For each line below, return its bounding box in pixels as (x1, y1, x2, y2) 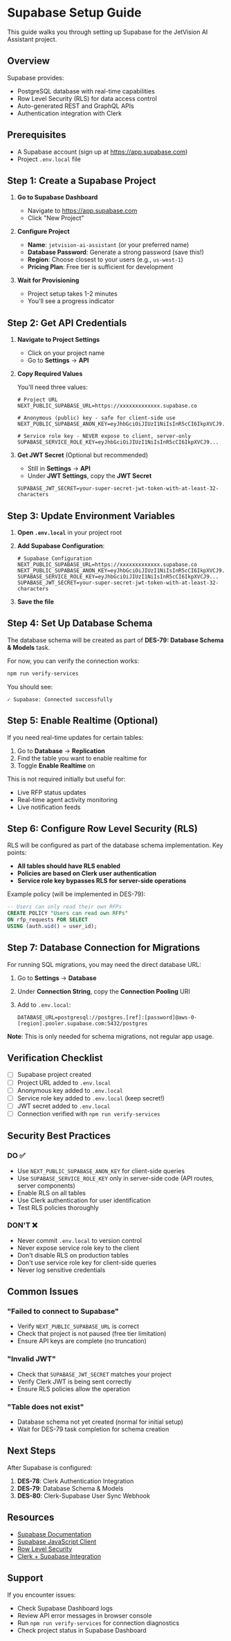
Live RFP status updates (17, 788, 86, 797)
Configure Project (17, 227, 71, 236)
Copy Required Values (17, 370, 83, 378)
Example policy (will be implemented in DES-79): (7, 890, 146, 898)
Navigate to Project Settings (17, 336, 100, 344)
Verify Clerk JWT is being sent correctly (17, 1377, 132, 1386)
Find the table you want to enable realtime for (17, 754, 147, 762)
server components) (17, 1181, 76, 1190)
